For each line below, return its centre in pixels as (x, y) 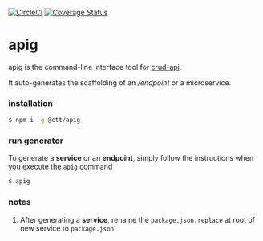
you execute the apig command (61, 167)
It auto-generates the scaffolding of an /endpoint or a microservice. (120, 82)
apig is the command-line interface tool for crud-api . (95, 67)
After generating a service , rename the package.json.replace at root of (137, 219)
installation (31, 103)
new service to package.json (67, 228)
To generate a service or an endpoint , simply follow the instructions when (131, 158)
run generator (36, 141)
